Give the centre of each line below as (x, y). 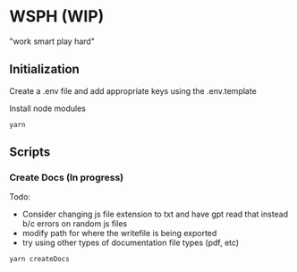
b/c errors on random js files (75, 224)
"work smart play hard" (52, 41)
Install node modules (48, 108)
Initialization (45, 69)
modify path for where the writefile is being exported (119, 234)
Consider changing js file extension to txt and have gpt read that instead (155, 214)
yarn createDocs (39, 259)
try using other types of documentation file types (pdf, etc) (131, 242)
